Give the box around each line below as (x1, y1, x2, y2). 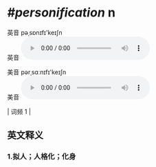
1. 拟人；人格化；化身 (7, 152, 76, 162)
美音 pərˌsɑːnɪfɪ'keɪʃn (7, 67, 67, 76)
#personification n (7, 5, 115, 21)
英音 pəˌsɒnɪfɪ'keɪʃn (7, 28, 63, 36)
